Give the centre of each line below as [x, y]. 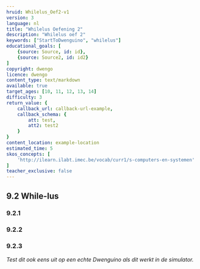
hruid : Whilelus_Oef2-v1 [38, 12]
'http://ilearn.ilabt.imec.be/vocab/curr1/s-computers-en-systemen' [106, 160]
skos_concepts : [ [28, 154]
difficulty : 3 [24, 97]
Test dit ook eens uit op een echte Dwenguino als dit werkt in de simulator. [100, 259]
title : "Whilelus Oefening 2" [45, 29]
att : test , [42, 120]
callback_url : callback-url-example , [65, 109]
